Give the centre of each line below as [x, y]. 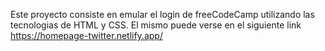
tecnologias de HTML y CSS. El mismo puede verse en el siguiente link [156, 25]
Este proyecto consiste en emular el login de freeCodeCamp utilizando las [162, 14]
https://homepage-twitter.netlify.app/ [86, 35]
